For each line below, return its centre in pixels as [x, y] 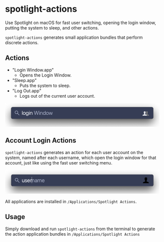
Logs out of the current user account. [57, 96]
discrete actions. [22, 42]
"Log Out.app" [27, 91]
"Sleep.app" [24, 80]
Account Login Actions [41, 141]
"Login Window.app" [33, 70]
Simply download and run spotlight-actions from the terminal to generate [80, 229]
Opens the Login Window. [46, 75]
